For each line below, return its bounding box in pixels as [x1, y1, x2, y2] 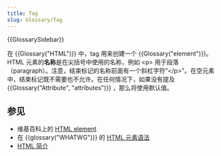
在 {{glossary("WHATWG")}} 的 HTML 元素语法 [16, 133, 151, 142]
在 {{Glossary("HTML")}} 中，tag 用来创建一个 [7, 49, 137, 57]
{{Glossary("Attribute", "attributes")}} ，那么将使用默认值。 [7, 83, 173, 92]
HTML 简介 [16, 142, 49, 151]
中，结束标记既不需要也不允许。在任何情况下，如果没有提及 [7, 75, 175, 83]
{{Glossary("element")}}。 [138, 49, 213, 57]
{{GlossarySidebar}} [7, 35, 65, 43]
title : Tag [7, 10, 38, 17]
